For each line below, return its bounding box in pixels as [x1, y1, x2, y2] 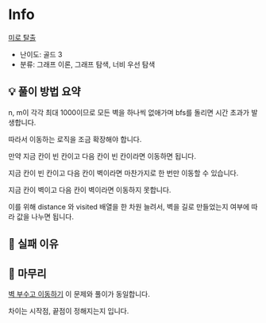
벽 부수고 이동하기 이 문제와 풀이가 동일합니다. [8, 289, 151, 298]
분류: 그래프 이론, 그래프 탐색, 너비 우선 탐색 [19, 60, 156, 69]
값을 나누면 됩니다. [16, 212, 74, 221]
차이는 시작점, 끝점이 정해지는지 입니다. [8, 306, 129, 315]
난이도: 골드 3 [19, 49, 63, 59]
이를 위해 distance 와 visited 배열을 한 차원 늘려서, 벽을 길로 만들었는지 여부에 [8, 202, 250, 211]
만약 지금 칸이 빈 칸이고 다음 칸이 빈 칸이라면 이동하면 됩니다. [8, 151, 197, 160]
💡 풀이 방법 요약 [8, 85, 81, 98]
